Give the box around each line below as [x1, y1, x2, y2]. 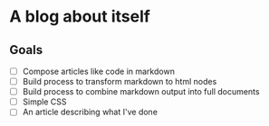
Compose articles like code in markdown [22, 66, 175, 76]
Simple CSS [22, 96, 67, 107]
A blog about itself [9, 6, 151, 27]
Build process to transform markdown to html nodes [22, 76, 217, 87]
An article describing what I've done [22, 106, 159, 118]
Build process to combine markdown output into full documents [22, 86, 260, 97]
